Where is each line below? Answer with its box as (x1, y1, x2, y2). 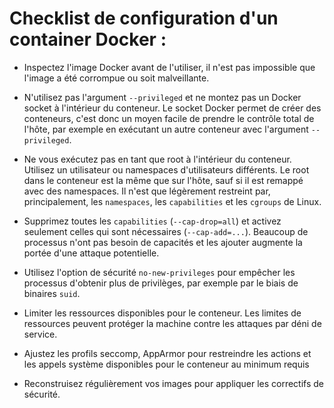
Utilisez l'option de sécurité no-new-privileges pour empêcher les (23, 266, 296, 278)
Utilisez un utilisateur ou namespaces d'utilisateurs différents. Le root (23, 163, 310, 176)
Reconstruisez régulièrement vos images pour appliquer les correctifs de (23, 377, 325, 389)
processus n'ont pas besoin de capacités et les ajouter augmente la (23, 236, 303, 248)
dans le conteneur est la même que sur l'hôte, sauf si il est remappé (23, 174, 304, 186)
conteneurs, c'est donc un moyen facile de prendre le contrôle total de (23, 112, 315, 124)
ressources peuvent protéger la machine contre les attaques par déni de (23, 317, 322, 329)
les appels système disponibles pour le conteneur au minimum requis (23, 358, 310, 370)
